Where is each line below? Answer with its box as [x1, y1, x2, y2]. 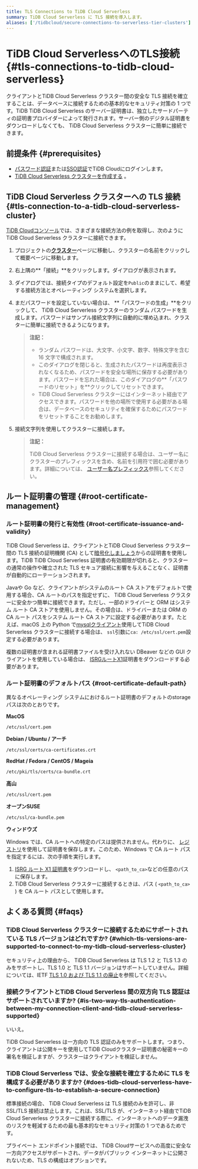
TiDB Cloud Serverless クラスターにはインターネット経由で [38, 390, 183, 397]
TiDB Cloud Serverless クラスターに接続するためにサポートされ [6, 926, 189, 934]
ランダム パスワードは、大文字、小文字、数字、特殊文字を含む [38, 346, 190, 353]
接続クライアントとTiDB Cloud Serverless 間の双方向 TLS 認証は [6, 987, 190, 995]
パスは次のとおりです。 [6, 701, 63, 708]
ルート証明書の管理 [6, 491, 76, 502]
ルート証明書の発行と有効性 [6, 520, 85, 528]
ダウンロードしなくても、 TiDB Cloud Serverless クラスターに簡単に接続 [6, 122, 182, 129]
